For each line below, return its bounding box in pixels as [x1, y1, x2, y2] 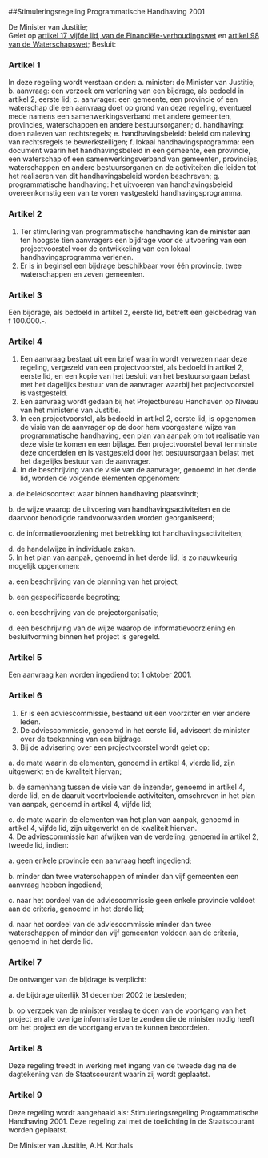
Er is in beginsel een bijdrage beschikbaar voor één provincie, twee [19, 261, 242, 270]
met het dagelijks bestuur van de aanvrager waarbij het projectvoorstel [19, 380, 254, 390]
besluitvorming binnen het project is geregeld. [8, 632, 161, 642]
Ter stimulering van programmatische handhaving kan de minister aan [19, 226, 250, 236]
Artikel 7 [8, 956, 42, 967]
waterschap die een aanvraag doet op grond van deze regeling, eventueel [8, 103, 252, 113]
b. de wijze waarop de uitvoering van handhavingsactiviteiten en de [8, 504, 231, 514]
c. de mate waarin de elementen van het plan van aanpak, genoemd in [8, 814, 240, 824]
